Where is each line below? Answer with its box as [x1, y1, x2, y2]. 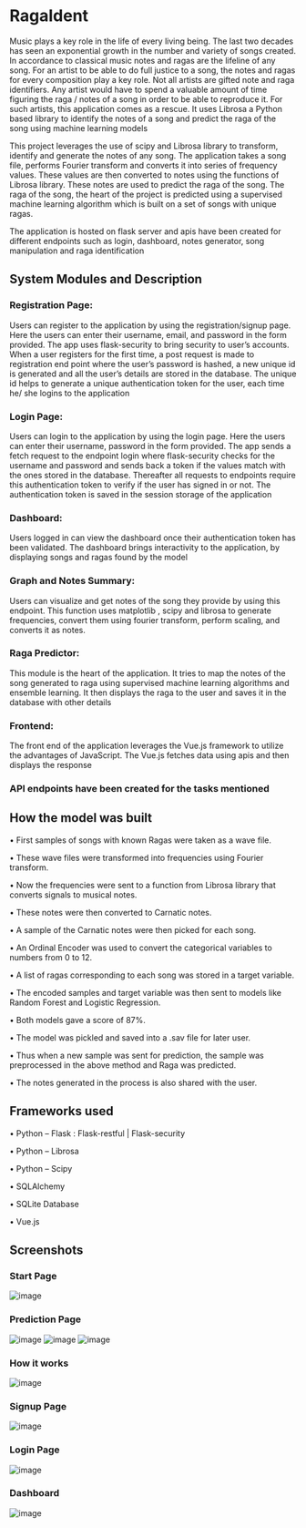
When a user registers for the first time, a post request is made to [9, 348, 255, 360]
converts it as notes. [9, 624, 87, 635]
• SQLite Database [9, 1198, 79, 1209]
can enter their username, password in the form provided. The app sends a [9, 440, 291, 451]
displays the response [9, 760, 93, 771]
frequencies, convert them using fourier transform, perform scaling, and [9, 614, 280, 625]
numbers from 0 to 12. [9, 951, 93, 962]
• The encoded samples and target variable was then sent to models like [9, 987, 282, 998]
